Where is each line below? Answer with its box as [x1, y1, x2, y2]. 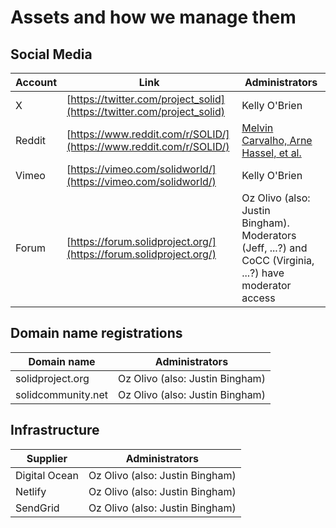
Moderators [241, 229, 297, 242]
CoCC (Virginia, [241, 254, 315, 267]
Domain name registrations [10, 325, 183, 342]
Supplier [26, 451, 68, 465]
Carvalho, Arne [241, 134, 313, 147]
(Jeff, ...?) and [241, 241, 308, 255]
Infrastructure [10, 422, 100, 439]
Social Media [10, 46, 93, 63]
